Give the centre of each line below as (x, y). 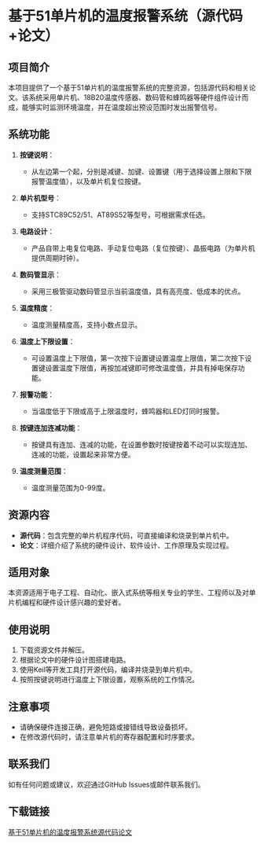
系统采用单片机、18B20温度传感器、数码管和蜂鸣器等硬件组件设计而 (139, 97)
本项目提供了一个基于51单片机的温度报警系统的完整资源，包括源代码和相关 (128, 88)
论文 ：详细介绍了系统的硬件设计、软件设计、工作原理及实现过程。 (126, 545)
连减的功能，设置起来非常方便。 (83, 454)
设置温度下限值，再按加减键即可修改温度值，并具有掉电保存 (141, 368)
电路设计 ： (37, 231)
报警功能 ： (37, 394)
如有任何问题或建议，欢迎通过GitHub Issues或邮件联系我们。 (106, 784)
